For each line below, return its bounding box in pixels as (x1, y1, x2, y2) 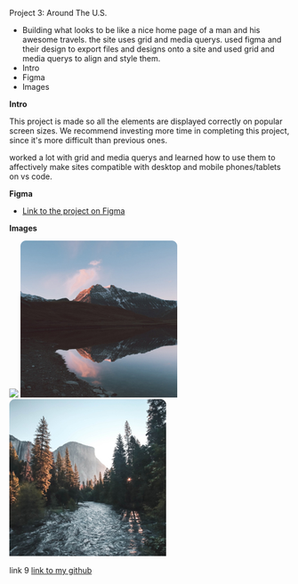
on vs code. (9, 171, 52, 182)
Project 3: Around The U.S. (9, 8, 108, 18)
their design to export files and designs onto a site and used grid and (21, 44, 275, 54)
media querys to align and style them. (21, 53, 161, 63)
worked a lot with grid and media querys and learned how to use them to (9, 152, 276, 163)
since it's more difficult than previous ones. (9, 135, 167, 145)
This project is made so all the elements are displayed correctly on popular (9, 116, 283, 126)
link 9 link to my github (9, 565, 93, 575)
